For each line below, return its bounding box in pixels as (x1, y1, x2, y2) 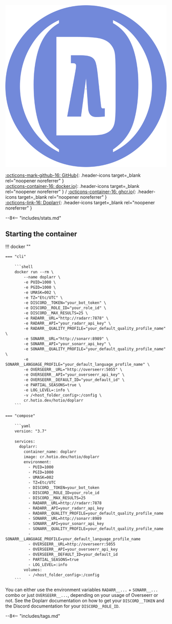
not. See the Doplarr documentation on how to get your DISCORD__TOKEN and (5, 597, 165, 603)
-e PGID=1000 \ (24, 285, 56, 290)
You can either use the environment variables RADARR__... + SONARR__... (5, 587, 158, 593)
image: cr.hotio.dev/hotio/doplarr (24, 454, 100, 459)
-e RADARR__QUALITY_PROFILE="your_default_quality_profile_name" (24, 326, 166, 331)
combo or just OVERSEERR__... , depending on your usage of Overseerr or (5, 592, 159, 598)
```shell (14, 264, 33, 269)
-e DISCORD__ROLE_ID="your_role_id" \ (24, 305, 106, 310)
